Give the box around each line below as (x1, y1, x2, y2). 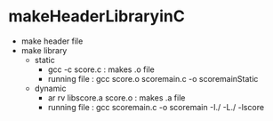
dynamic (34, 83, 67, 93)
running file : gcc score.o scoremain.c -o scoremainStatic (47, 73, 259, 84)
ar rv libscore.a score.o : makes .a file (47, 92, 186, 103)
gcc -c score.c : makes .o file (47, 64, 155, 75)
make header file (20, 36, 84, 46)
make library (20, 44, 68, 55)
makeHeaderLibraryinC (8, 6, 186, 27)
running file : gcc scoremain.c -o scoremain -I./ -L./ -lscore (47, 101, 264, 112)
